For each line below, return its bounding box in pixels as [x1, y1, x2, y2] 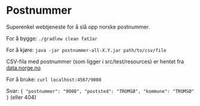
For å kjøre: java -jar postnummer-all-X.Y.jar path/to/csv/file [6, 46, 167, 54]
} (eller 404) [6, 93, 37, 101]
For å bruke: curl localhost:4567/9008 [6, 76, 101, 83]
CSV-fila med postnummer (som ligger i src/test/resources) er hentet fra [6, 58, 184, 65]
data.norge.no [6, 64, 41, 71]
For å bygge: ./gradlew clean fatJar [6, 35, 97, 42]
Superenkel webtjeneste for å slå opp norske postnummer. [6, 23, 150, 30]
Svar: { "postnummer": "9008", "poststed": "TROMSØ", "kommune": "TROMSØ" [6, 87, 195, 94]
